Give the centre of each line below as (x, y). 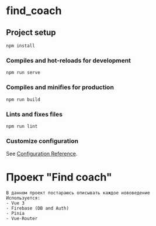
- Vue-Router (22, 219)
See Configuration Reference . (42, 154)
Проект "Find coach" (59, 177)
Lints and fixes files (34, 114)
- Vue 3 (15, 203)
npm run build (23, 100)
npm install (20, 46)
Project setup (31, 32)
